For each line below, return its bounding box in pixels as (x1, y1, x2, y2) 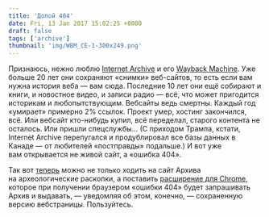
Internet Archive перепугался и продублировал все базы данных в (8, 132, 236, 142)
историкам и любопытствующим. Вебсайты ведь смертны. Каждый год (8, 98, 256, 108)
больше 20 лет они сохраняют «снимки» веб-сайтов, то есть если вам (8, 73, 253, 82)
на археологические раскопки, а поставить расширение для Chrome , (8, 174, 248, 184)
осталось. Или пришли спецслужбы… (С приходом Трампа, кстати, (8, 124, 241, 134)
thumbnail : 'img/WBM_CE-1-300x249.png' (8, 42, 143, 50)
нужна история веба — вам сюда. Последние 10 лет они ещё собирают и (8, 81, 262, 91)
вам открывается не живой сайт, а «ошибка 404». (8, 150, 182, 160)
